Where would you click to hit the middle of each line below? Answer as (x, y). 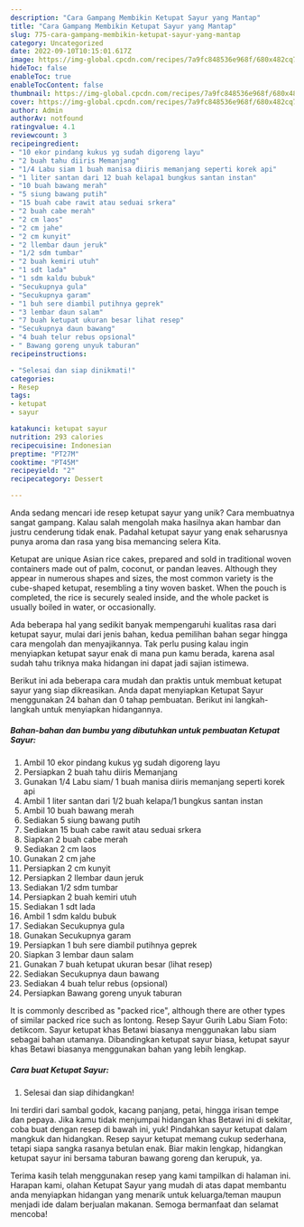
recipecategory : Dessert (57, 479)
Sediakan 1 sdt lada (59, 906)
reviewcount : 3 (39, 136)
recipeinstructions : (49, 354)
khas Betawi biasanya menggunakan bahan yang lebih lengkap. (129, 1049)
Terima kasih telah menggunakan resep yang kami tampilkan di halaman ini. (151, 1175)
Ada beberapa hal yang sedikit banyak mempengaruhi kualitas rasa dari (143, 624)
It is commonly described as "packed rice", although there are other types (148, 1010)
